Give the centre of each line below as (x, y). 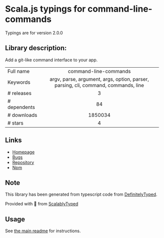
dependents (21, 107)
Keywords (19, 82)
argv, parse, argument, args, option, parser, (99, 79)
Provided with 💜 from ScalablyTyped (42, 204)
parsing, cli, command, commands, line (99, 85)
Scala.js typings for (45, 9)
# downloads (22, 115)
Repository (23, 162)
